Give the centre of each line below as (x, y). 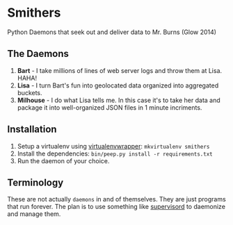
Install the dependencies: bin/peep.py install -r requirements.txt (115, 153)
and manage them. (34, 214)
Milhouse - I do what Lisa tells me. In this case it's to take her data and (119, 100)
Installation (32, 130)
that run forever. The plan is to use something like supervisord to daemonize (116, 207)
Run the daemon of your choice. (63, 160)
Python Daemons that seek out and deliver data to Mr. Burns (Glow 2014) (112, 32)
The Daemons (38, 54)
